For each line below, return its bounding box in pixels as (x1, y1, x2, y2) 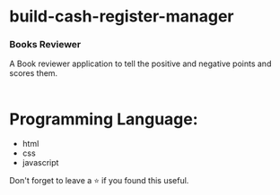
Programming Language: (9, 109, 199, 129)
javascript (22, 157, 59, 168)
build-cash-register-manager (9, 6, 234, 27)
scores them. (9, 68, 58, 79)
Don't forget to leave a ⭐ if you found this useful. (9, 175, 189, 186)
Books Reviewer (9, 38, 82, 51)
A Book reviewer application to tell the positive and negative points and (9, 58, 272, 69)
